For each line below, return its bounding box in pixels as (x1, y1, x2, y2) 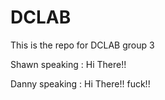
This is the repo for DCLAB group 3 (10, 39, 155, 51)
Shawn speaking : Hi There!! (10, 58, 127, 70)
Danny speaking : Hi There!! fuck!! (10, 77, 151, 90)
